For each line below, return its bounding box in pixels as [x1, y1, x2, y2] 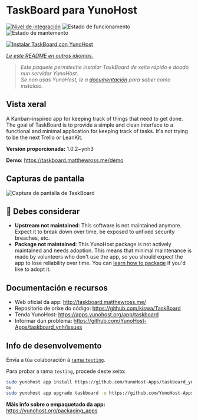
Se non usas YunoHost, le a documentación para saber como [20, 76, 171, 83]
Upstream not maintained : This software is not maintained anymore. [14, 222, 182, 229]
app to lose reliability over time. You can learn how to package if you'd [14, 260, 186, 267]
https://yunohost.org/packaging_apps [6, 407, 98, 414]
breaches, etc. [14, 234, 50, 242]
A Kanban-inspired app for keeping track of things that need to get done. [6, 115, 184, 122]
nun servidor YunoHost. [20, 70, 78, 77]
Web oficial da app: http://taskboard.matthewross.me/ [14, 299, 146, 306]
